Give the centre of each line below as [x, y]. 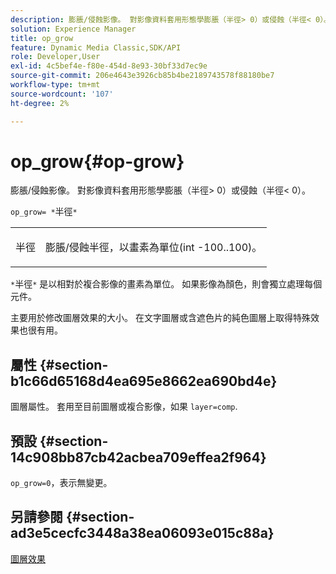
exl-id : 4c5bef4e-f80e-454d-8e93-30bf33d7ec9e [109, 66]
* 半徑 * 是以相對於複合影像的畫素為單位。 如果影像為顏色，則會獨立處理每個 [166, 284]
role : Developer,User [55, 57]
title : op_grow [42, 38]
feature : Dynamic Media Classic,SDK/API [96, 47]
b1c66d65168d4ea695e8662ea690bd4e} [144, 381]
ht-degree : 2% [40, 103]
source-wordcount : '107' [62, 94]
